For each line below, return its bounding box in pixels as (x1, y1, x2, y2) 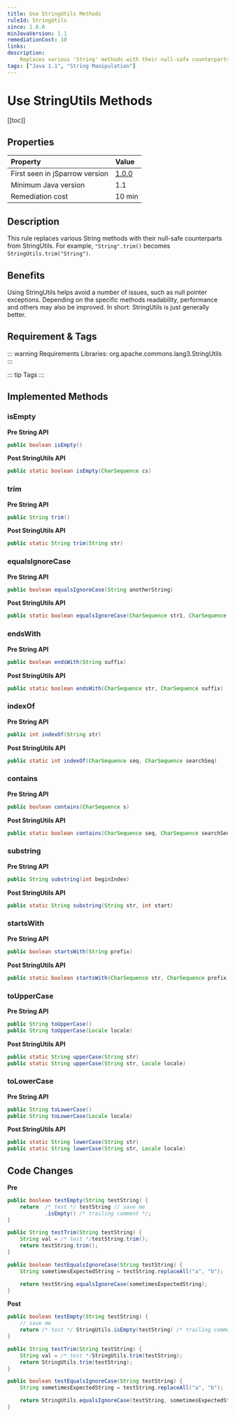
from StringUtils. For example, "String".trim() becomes (7, 241, 171, 250)
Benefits (7, 270, 45, 281)
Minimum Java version (10, 180, 85, 190)
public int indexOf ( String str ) (7, 731, 101, 738)
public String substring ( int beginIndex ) (7, 875, 130, 883)
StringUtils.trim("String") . (7, 249, 91, 258)
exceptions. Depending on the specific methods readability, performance (7, 295, 218, 304)
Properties (7, 136, 55, 148)
